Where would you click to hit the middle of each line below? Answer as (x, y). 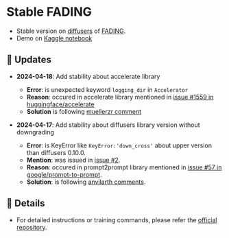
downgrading (35, 132)
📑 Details (26, 203)
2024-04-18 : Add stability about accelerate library (88, 76)
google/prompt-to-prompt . (64, 174)
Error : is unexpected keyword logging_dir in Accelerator (107, 89)
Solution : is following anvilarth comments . (86, 182)
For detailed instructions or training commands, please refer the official (117, 219)
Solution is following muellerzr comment (84, 111)
